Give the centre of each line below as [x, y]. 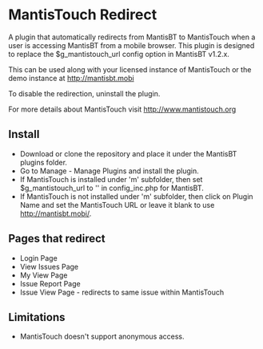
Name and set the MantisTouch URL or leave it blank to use [117, 205]
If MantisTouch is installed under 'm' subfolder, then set [111, 179]
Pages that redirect [57, 239]
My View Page [44, 275]
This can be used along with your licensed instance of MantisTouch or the [130, 69]
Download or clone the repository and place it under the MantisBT [128, 153]
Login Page [38, 258]
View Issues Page [49, 266]
